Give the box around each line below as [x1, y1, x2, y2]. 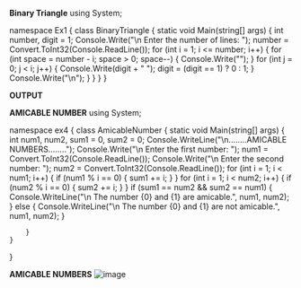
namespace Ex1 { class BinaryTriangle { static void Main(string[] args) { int [9, 25, 284, 35]
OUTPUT [9, 90, 43, 100]
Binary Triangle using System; [9, 8, 123, 18]
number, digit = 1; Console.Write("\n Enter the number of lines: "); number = [9, 35, 289, 45]
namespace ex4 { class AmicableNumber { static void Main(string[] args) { [9, 125, 285, 135]
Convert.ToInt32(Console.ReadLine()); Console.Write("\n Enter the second [9, 153, 285, 164]
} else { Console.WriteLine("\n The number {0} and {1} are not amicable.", [9, 201, 280, 212]
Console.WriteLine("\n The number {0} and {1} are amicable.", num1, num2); [9, 192, 290, 202]
